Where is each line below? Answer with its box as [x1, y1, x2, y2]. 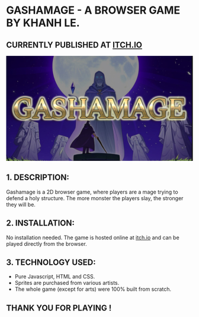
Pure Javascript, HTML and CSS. [14, 273, 95, 280]
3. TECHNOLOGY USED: [6, 258, 96, 268]
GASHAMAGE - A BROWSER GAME [6, 4, 181, 17]
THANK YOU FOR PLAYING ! [6, 303, 112, 313]
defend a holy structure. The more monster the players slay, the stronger [6, 194, 184, 202]
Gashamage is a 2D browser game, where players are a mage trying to [6, 188, 179, 195]
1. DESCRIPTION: [6, 173, 70, 183]
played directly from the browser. [6, 240, 87, 247]
